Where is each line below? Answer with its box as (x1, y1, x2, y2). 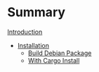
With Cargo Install (27, 56, 80, 64)
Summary (7, 4, 65, 20)
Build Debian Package (27, 49, 92, 57)
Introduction (7, 28, 43, 36)
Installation (17, 41, 50, 49)
